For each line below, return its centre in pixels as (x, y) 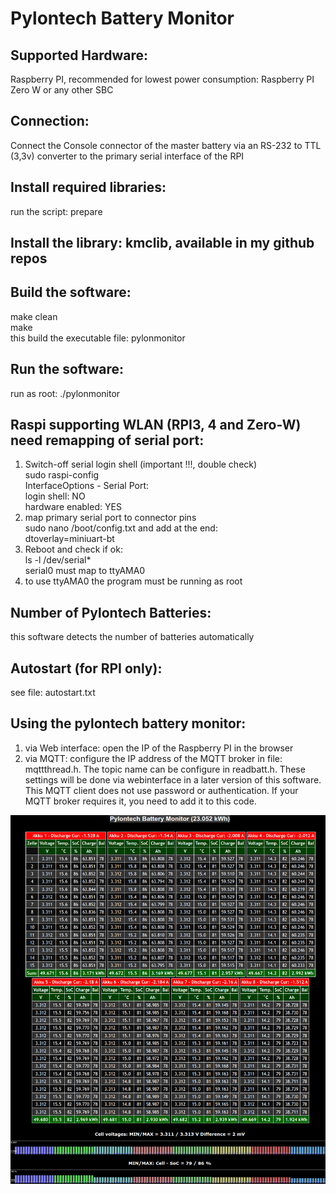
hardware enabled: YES (73, 507)
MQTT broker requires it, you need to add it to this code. (140, 801)
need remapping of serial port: (107, 440)
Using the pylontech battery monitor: (128, 723)
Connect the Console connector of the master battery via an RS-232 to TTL (166, 145)
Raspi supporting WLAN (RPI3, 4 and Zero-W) (156, 425)
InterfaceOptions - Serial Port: (87, 486)
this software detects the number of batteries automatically (132, 637)
